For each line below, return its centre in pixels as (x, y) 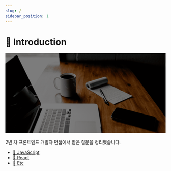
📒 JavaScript (26, 152)
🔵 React (21, 158)
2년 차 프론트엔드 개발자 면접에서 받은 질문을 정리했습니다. (63, 142)
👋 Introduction (36, 42)
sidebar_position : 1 (27, 16)
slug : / (13, 11)
